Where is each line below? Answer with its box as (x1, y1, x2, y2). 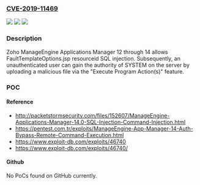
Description (6, 34, 42, 43)
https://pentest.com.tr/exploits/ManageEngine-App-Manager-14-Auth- (15, 124, 194, 132)
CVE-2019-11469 (6, 4, 58, 13)
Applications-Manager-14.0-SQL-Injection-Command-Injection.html (15, 118, 186, 126)
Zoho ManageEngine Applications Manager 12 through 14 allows (6, 48, 168, 56)
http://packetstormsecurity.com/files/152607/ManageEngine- (15, 111, 170, 119)
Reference (6, 98, 34, 105)
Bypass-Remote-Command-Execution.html (15, 131, 124, 138)
